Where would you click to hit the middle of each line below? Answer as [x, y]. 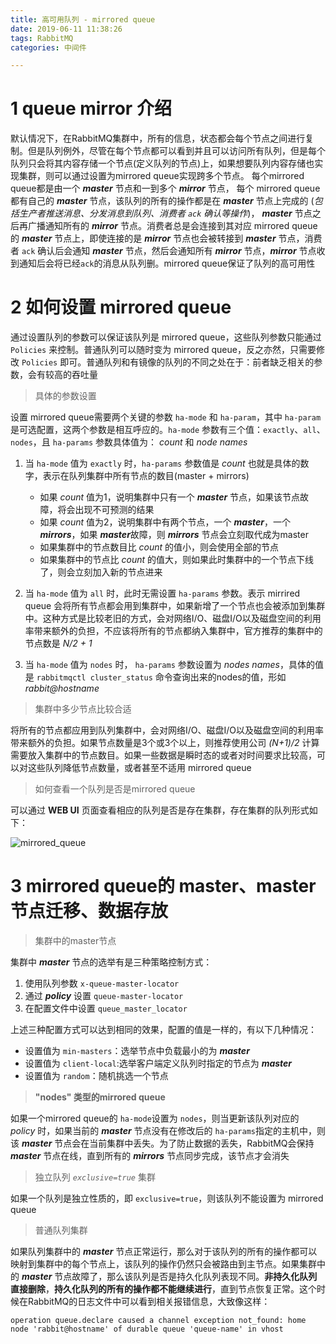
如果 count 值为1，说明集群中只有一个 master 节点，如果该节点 [170, 497]
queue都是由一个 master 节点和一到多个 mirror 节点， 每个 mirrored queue [165, 188]
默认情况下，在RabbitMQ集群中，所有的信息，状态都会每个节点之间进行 [158, 138]
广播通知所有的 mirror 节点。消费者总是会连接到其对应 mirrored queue [172, 226]
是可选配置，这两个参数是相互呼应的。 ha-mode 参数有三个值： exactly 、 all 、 [168, 430]
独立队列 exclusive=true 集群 [95, 1177]
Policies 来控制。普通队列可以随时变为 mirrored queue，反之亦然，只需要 [163, 350]
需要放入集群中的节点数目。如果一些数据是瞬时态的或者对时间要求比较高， [163, 755]
